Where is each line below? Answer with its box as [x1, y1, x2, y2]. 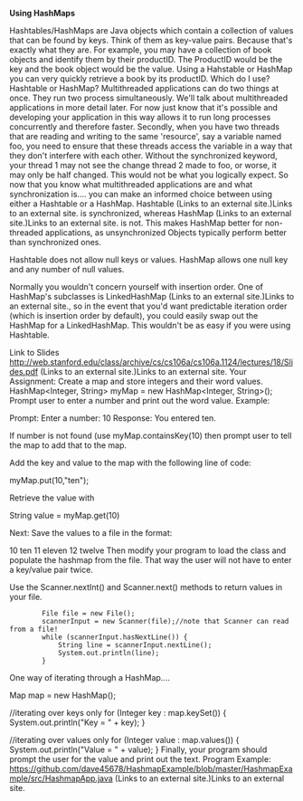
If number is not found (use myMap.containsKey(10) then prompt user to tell [9, 430, 292, 441]
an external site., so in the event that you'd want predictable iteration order [9, 300, 288, 311]
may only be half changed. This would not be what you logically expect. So [9, 169, 289, 180]
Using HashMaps [9, 8, 75, 18]
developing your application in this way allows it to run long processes [9, 112, 271, 122]
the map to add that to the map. [9, 440, 128, 451]
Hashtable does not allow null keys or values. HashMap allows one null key [9, 254, 289, 265]
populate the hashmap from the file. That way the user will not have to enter [9, 555, 292, 565]
